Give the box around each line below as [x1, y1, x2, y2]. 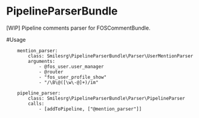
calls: [28, 100, 45, 107]
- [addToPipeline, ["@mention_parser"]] [38, 106, 142, 112]
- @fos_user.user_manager [38, 64, 104, 70]
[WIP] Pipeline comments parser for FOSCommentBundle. [6, 24, 151, 31]
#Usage [6, 36, 26, 43]
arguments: [28, 58, 56, 64]
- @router [38, 68, 64, 75]
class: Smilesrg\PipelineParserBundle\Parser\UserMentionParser [28, 53, 194, 59]
